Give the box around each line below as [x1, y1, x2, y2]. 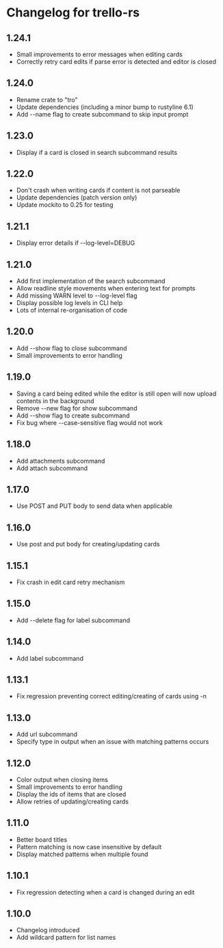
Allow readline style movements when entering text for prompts [16, 284, 196, 293]
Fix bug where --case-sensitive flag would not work [16, 418, 163, 426]
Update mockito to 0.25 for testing [16, 201, 114, 209]
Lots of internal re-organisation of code [16, 306, 128, 315]
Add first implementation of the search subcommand [16, 277, 166, 285]
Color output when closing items [16, 776, 109, 783]
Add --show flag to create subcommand [16, 411, 130, 420]
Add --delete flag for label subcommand [16, 616, 131, 624]
